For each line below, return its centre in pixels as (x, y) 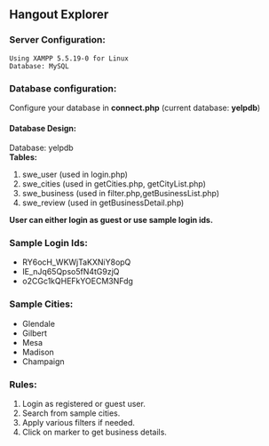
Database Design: (43, 128)
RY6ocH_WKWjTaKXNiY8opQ (76, 262)
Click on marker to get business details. (94, 432)
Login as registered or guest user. (84, 404)
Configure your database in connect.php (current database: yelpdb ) (135, 108)
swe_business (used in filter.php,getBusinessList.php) (121, 194)
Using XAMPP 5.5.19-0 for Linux (69, 58)
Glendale (39, 323)
